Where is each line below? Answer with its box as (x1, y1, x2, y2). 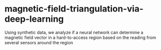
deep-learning (4, 13, 64, 25)
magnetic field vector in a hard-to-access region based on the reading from (4, 35, 156, 40)
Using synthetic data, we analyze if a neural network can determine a (4, 29, 143, 35)
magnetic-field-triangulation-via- (4, 3, 144, 14)
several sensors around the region (4, 39, 73, 45)
